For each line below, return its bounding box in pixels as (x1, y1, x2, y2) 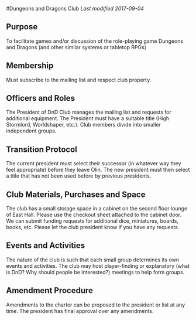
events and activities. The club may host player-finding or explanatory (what (6, 262, 190, 269)
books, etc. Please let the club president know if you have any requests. (6, 224, 180, 231)
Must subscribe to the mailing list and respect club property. (6, 76, 152, 83)
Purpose (6, 22, 38, 32)
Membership (6, 61, 54, 71)
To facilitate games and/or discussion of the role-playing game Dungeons (6, 38, 184, 45)
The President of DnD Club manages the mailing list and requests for (6, 108, 171, 116)
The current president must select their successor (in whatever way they (6, 160, 181, 167)
